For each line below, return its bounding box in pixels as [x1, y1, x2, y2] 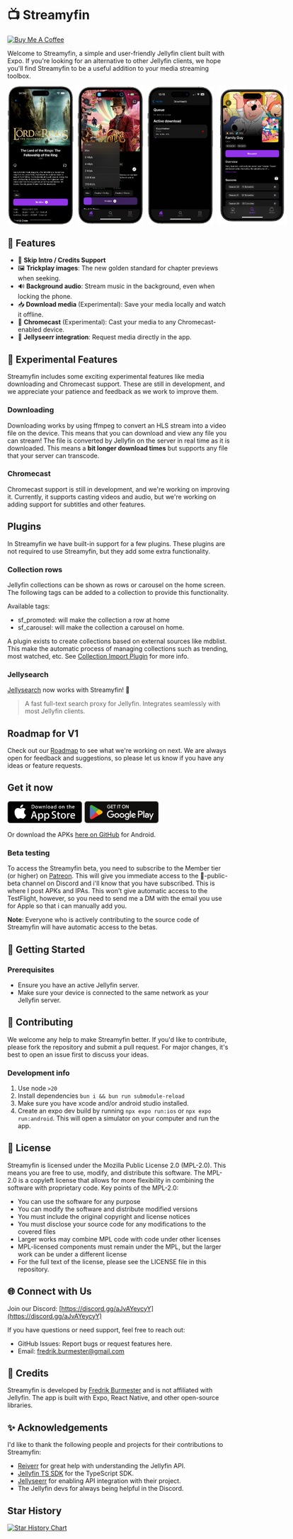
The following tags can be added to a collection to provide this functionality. [7, 588, 229, 596]
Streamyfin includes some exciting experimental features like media [7, 373, 205, 381]
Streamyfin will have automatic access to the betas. [7, 923, 158, 931]
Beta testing [7, 848, 50, 858]
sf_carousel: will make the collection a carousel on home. [17, 623, 185, 632]
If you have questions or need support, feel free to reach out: [7, 1325, 185, 1334]
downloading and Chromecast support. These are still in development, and [7, 380, 225, 388]
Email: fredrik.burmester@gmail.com [17, 1346, 125, 1355]
